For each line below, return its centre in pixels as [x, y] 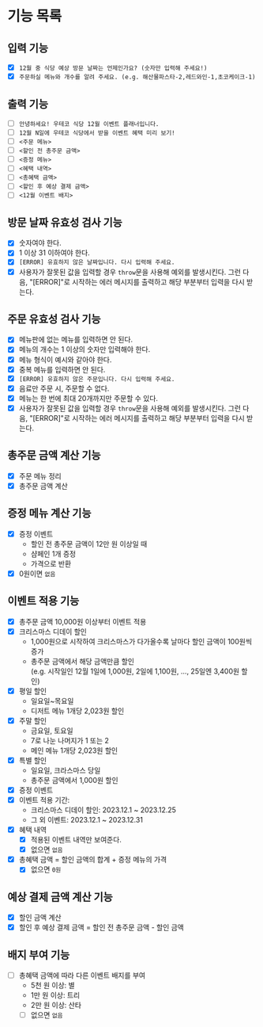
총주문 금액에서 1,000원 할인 [75, 780]
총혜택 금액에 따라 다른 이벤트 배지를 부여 [82, 975]
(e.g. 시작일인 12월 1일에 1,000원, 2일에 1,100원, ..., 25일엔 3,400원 [135, 671]
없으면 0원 [46, 869]
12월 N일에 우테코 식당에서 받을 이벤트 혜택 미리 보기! [97, 133]
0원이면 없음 [37, 573]
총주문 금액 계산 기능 [54, 455]
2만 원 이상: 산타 [56, 1005]
